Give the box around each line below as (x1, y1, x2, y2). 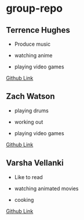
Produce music (14, 40, 51, 47)
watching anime (14, 52, 53, 59)
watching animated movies (14, 185, 79, 192)
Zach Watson (6, 91, 55, 101)
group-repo (6, 2, 63, 15)
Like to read (14, 173, 43, 180)
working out (14, 118, 43, 125)
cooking (14, 196, 34, 203)
